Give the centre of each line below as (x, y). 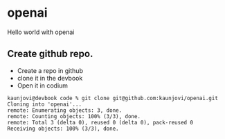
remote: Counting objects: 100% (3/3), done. (74, 116)
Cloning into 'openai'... (44, 104)
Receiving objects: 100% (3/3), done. (63, 129)
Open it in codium (42, 85)
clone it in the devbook (50, 78)
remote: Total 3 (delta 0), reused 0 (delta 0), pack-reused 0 (100, 122)
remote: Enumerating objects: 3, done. (65, 110)
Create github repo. (50, 54)
